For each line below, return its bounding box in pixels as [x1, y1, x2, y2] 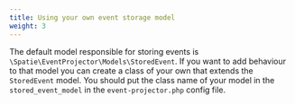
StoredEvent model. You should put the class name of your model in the [9, 74, 275, 85]
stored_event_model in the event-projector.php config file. [9, 84, 226, 95]
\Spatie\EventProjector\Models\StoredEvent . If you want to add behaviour [9, 56, 287, 66]
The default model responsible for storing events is [9, 46, 199, 56]
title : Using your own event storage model [9, 13, 176, 22]
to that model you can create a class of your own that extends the [9, 65, 254, 76]
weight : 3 [9, 22, 47, 30]
